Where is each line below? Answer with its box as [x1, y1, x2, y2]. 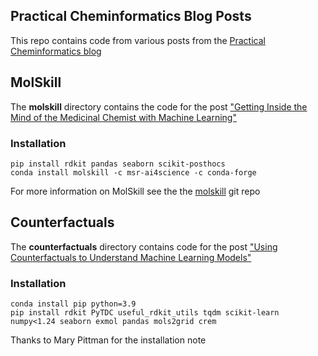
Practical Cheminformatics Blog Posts [10, 8, 252, 25]
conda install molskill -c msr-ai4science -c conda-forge [10, 167, 257, 178]
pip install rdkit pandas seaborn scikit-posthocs [10, 159, 226, 169]
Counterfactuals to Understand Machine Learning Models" [10, 251, 252, 263]
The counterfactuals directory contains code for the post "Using [10, 240, 278, 253]
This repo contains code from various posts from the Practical [10, 34, 266, 46]
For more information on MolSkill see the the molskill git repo [10, 185, 261, 197]
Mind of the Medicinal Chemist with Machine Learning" [10, 111, 237, 123]
